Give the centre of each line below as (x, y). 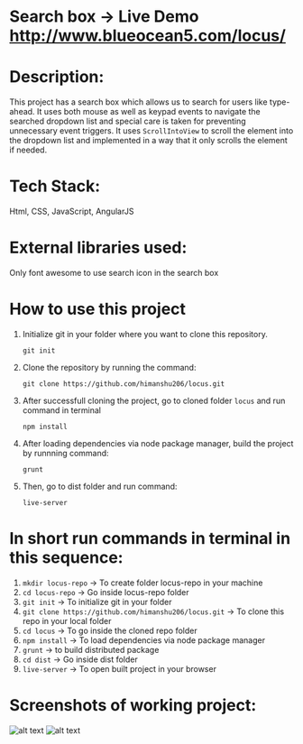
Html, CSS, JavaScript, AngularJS (72, 211)
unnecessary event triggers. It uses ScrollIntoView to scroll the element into (151, 131)
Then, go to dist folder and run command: (100, 486)
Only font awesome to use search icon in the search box (114, 273)
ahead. (22, 112)
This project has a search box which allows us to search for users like (138, 102)
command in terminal (62, 410)
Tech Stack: (55, 186)
